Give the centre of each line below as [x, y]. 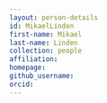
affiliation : [34, 59]
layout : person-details [54, 17]
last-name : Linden [44, 43]
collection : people [46, 51]
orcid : [22, 84]
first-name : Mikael [46, 34]
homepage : [28, 68]
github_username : [42, 76]
